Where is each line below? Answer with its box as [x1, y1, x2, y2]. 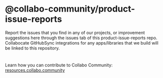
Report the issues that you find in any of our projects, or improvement [5, 30, 145, 35]
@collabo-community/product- [5, 3, 135, 15]
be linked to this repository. [5, 45, 60, 51]
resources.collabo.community [5, 67, 65, 73]
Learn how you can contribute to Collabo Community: [5, 62, 113, 68]
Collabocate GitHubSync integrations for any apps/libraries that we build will [5, 40, 159, 46]
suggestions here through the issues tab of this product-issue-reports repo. [5, 35, 158, 41]
